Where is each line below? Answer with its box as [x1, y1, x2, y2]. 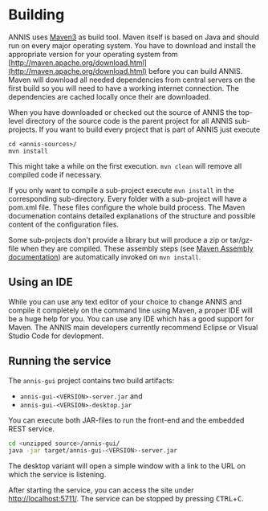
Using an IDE [8, 276, 74, 289]
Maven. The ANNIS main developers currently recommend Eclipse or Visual [8, 322, 258, 332]
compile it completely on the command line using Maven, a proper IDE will [8, 305, 253, 315]
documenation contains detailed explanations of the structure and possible [8, 211, 256, 220]
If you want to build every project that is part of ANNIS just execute [39, 125, 261, 134]
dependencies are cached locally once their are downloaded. [8, 92, 211, 101]
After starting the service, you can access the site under [8, 485, 194, 495]
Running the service [8, 354, 112, 368]
